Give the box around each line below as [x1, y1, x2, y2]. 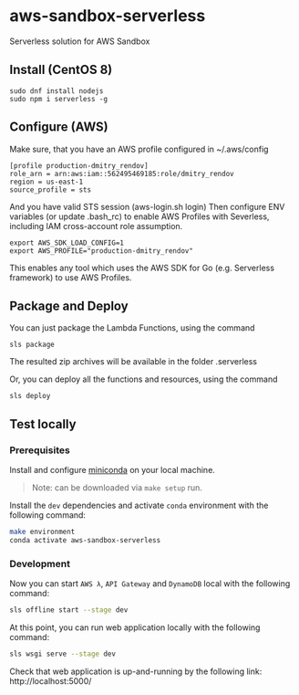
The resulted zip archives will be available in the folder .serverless [9, 356, 258, 367]
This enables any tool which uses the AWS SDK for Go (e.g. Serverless [9, 262, 275, 273]
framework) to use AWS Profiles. [9, 271, 132, 283]
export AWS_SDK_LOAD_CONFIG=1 [9, 238, 125, 247]
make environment [9, 527, 76, 537]
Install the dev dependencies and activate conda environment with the [9, 500, 269, 511]
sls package [9, 340, 55, 350]
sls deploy [9, 392, 51, 401]
